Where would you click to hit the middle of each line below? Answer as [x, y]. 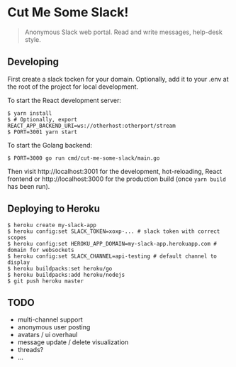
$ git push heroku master [45, 281]
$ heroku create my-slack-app [52, 225]
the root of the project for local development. [73, 87]
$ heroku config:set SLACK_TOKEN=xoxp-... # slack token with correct [114, 231]
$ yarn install [30, 113]
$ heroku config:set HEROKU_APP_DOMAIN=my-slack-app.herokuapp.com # [112, 243]
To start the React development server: [64, 100]
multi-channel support [50, 319]
